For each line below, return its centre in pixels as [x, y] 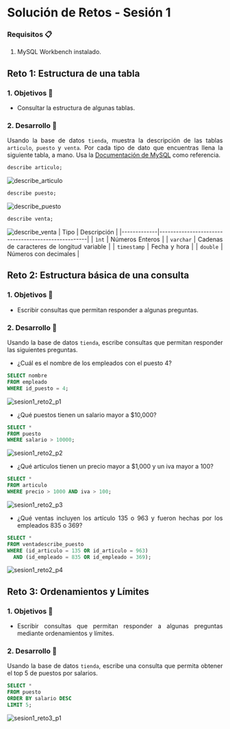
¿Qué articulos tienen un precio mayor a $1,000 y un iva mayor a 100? [115, 467]
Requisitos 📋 [30, 34]
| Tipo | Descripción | [88, 232]
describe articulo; [35, 168]
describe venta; [30, 219]
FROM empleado [27, 382]
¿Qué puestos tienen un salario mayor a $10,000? [87, 415]
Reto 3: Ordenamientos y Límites [78, 592]
